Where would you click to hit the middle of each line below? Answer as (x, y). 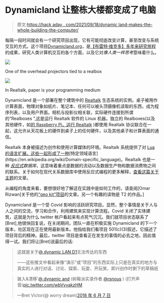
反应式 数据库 (23, 165)
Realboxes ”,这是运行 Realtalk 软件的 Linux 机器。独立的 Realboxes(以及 (83, 118)
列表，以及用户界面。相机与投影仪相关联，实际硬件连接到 (67, 112)
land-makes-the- (135, 24)
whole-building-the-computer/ (48, 30)
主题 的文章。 (18, 178)
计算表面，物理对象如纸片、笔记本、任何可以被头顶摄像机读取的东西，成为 (80, 106)
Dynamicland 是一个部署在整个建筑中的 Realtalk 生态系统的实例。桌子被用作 (81, 100)
